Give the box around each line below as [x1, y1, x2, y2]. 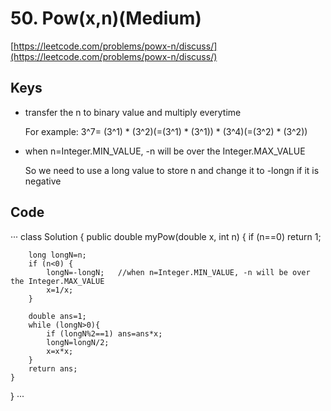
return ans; [28, 363, 78, 374]
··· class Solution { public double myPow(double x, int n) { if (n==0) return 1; [10, 230, 322, 242]
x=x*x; [46, 346, 74, 356]
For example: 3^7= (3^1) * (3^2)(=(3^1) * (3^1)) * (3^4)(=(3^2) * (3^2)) [24, 125, 308, 137]
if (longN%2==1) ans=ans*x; [46, 328, 163, 339]
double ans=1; [28, 311, 87, 321]
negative [24, 175, 62, 187]
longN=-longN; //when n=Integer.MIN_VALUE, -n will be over [46, 267, 311, 277]
